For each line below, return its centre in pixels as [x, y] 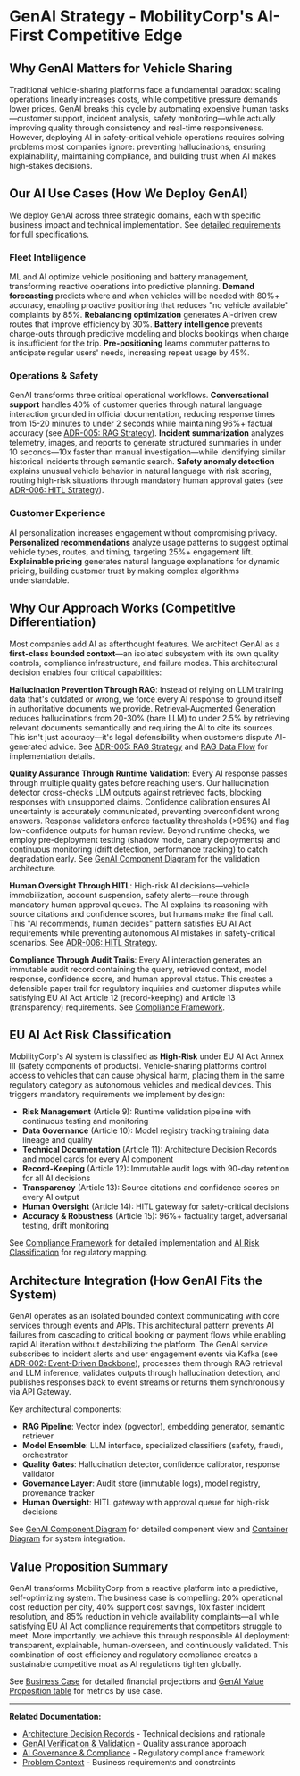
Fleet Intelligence [48, 257]
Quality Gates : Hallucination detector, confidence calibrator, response [151, 1464]
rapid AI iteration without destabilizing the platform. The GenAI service [138, 1345]
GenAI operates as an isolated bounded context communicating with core [145, 1316]
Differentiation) [53, 622]
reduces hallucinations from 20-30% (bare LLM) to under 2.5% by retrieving [150, 718]
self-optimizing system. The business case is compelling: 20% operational [146, 1597]
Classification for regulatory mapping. [79, 1253]
